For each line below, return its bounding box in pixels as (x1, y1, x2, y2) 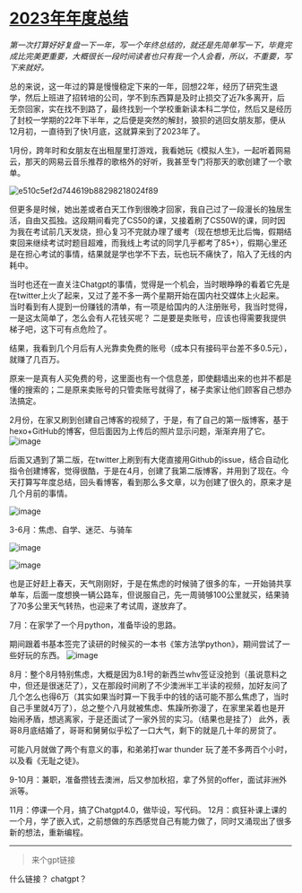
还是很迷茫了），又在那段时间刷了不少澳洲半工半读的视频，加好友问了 (32, 680, 289, 690)
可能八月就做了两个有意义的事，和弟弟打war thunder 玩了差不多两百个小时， (9, 743, 292, 754)
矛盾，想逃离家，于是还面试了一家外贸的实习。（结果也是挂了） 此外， (24, 714, 282, 724)
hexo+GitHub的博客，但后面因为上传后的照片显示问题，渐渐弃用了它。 (9, 425, 271, 436)
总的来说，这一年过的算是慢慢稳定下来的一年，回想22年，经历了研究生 (9, 81, 271, 91)
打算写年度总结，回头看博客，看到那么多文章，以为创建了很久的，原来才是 (16, 476, 292, 487)
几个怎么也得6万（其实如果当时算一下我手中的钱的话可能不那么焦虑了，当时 (9, 691, 289, 702)
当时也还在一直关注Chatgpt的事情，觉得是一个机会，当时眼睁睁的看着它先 (9, 279, 282, 290)
